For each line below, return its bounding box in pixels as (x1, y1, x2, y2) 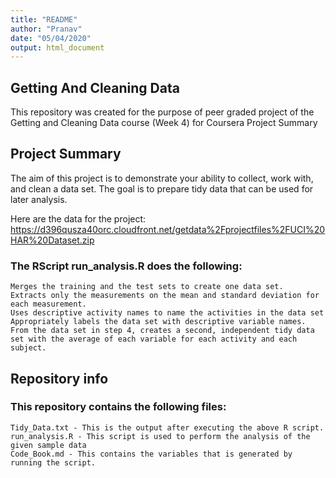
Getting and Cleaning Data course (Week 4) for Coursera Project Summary (10, 117, 318, 129)
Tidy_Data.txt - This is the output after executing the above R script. (10, 422, 325, 433)
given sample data (10, 440, 87, 450)
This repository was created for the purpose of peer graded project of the (10, 106, 315, 118)
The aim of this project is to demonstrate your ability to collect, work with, (10, 172, 314, 184)
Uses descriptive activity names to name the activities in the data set (10, 308, 325, 318)
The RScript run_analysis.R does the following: (10, 259, 243, 273)
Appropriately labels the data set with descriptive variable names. (10, 317, 307, 327)
